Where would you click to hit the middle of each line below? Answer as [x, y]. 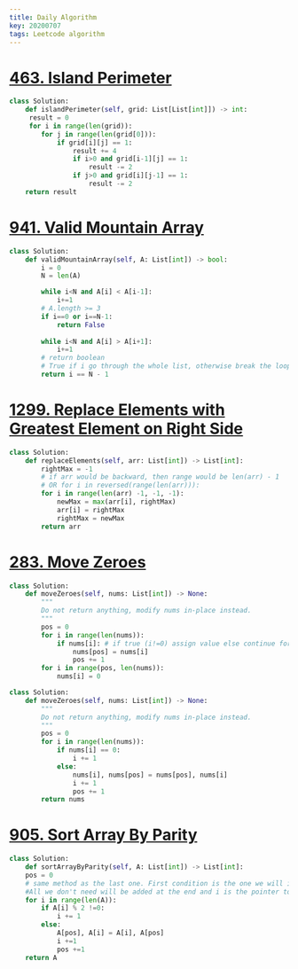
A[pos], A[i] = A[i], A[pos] [110, 933]
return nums [63, 800]
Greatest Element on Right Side [126, 429]
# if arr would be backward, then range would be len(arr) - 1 [160, 477]
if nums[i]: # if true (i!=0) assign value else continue [166, 644]
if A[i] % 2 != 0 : [73, 908]
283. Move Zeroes [78, 562]
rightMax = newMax [90, 518]
